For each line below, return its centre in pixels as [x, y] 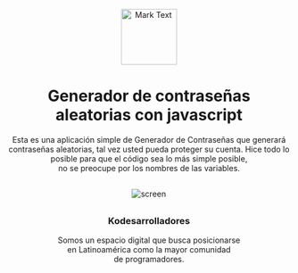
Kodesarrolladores [149, 220]
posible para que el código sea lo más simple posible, [149, 158]
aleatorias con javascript [149, 115]
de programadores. [149, 260]
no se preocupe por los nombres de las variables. [149, 168]
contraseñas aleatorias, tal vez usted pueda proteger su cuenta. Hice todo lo [149, 149]
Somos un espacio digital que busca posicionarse [149, 240]
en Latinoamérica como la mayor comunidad [149, 250]
